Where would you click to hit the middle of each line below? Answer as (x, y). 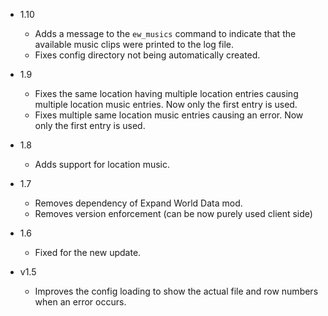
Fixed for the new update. (88, 252)
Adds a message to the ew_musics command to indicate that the (165, 33)
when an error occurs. (80, 302)
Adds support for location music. (102, 164)
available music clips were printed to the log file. (134, 44)
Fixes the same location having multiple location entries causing (166, 93)
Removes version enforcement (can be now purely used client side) (173, 213)
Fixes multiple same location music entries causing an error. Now (169, 115)
